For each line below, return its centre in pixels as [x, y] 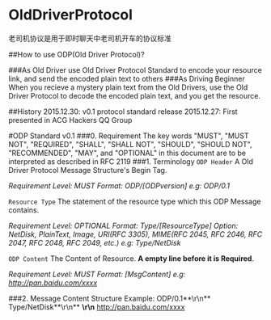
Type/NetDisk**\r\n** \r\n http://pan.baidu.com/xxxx [97, 307]
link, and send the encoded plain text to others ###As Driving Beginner [127, 78]
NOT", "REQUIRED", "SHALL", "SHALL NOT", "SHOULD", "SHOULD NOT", [130, 144]
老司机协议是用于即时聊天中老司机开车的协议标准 [90, 38]
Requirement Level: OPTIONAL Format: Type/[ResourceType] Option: [123, 225]
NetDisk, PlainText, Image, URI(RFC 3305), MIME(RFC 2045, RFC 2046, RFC [135, 234]
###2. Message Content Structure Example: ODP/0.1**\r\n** [110, 298]
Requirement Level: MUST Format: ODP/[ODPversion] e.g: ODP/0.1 [119, 185]
